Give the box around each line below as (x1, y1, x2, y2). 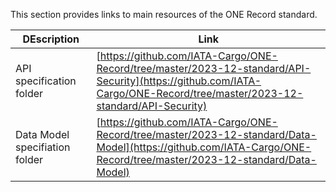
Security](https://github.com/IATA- (96, 74, 262, 88)
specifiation (15, 140, 71, 154)
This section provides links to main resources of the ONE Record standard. (10, 9, 318, 20)
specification (15, 74, 77, 88)
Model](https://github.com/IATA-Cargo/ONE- (96, 140, 312, 154)
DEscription (22, 32, 80, 46)
